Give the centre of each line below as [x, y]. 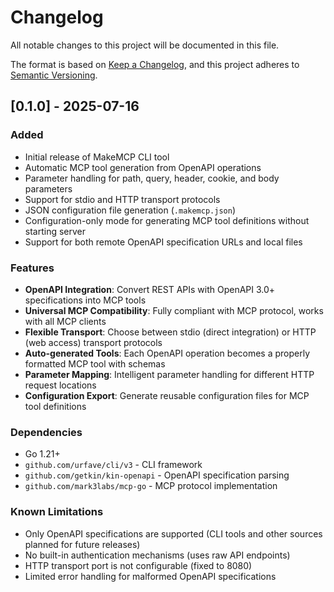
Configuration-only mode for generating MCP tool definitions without [167, 220]
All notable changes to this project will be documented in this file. [145, 45]
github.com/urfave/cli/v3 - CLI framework [113, 465]
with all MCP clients [65, 321]
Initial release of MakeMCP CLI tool [97, 157]
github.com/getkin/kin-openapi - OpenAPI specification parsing [157, 475]
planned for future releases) [82, 544]
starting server [55, 231]
